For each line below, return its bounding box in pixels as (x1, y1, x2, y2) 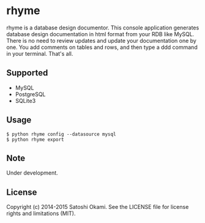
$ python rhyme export (6, 136, 64, 143)
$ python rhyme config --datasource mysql (6, 131, 116, 137)
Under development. (6, 169, 58, 176)
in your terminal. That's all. (6, 50, 73, 57)
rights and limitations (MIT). (6, 210, 76, 217)
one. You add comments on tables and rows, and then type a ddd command (6, 43, 198, 51)
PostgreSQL (15, 90, 46, 98)
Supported (6, 68, 48, 78)
